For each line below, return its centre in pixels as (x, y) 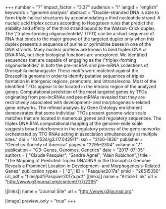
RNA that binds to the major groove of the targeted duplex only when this (80, 39)
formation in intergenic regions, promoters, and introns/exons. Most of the (81, 81)
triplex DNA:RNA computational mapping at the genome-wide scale (74, 123)
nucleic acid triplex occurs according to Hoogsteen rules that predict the (79, 23)
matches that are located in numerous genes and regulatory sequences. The (83, 118)
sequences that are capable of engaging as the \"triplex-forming (71, 60)
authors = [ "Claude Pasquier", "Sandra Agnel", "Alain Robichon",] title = (79, 155)
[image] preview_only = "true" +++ (41, 201)
